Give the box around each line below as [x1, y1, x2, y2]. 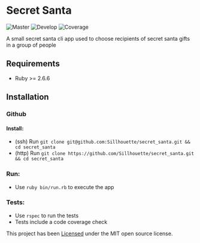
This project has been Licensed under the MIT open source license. [6, 230, 173, 237]
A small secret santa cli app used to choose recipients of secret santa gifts [6, 35, 190, 42]
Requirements [6, 59, 60, 69]
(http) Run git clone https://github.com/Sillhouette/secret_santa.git [14, 150, 195, 157]
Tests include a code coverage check [14, 218, 108, 225]
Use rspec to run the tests [14, 212, 79, 219]
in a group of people [6, 41, 56, 48]
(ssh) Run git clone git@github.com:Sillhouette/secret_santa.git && [14, 138, 190, 145]
